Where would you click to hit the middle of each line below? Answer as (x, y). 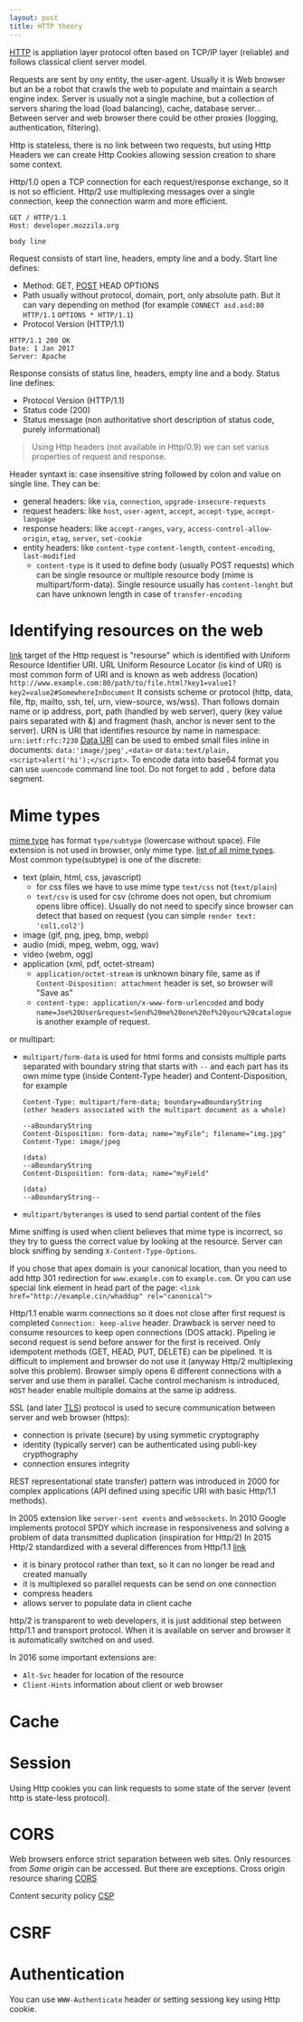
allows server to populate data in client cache (107, 1603)
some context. (36, 164)
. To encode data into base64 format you (203, 760)
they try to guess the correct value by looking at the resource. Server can (146, 1241)
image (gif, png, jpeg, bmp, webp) (85, 935)
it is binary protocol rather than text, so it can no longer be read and (148, 1565)
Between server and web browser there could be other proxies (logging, (144, 118)
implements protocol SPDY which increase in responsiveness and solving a (149, 1528)
